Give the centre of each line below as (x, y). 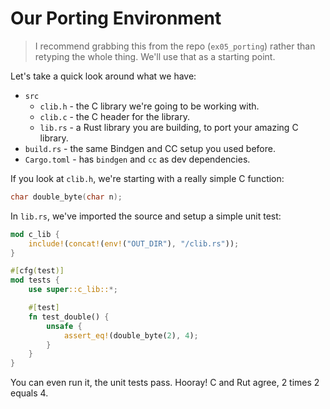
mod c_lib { (35, 234)
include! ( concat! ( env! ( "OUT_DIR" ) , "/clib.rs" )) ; (134, 243)
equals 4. (29, 393)
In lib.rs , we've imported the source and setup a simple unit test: (146, 216)
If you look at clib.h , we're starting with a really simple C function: (147, 178)
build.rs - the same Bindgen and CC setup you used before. (150, 148)
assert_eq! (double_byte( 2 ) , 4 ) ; (131, 335)
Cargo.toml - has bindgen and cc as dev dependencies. (137, 159)
